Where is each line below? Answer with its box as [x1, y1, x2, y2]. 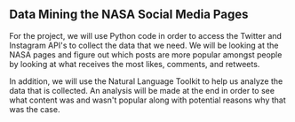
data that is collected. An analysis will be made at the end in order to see [9, 85, 275, 95]
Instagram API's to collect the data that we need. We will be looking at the [9, 40, 279, 50]
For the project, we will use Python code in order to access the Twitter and [9, 30, 283, 41]
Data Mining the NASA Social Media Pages [9, 7, 249, 22]
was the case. [9, 103, 60, 114]
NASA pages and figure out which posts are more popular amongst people [9, 49, 283, 60]
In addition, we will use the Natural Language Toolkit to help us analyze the [9, 75, 283, 87]
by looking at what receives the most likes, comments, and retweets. [9, 58, 260, 69]
